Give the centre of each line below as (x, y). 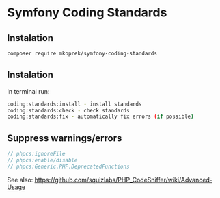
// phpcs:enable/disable (42, 160)
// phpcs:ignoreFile (37, 154)
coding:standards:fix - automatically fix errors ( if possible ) (100, 117)
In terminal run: (28, 91)
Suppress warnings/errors (65, 138)
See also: (20, 180)
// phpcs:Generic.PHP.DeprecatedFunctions (68, 166)
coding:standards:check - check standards (68, 110)
